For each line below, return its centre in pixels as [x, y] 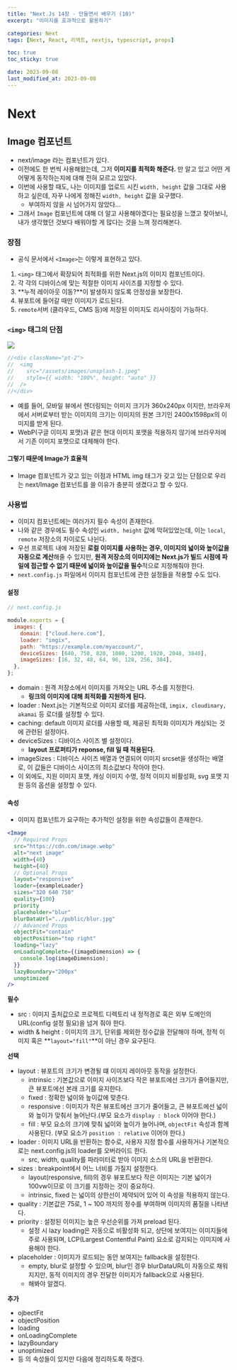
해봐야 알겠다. [47, 1283]
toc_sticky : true [33, 60]
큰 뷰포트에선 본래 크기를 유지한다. [75, 1088]
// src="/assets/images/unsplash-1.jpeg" [74, 372]
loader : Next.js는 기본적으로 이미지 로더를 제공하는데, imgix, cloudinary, [122, 706]
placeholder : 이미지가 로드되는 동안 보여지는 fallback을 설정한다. [109, 1257]
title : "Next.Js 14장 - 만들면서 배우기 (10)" [71, 14]
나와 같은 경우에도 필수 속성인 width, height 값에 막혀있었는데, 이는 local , [121, 530]
